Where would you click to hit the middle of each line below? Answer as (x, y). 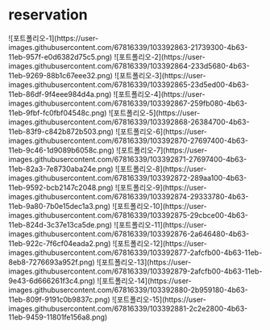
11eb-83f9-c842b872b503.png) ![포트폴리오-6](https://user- (108, 132)
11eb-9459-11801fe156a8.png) (58, 317)
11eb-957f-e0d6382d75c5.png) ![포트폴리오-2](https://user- (107, 56)
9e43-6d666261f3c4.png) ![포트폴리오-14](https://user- (100, 281)
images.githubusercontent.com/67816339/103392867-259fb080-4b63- (128, 103)
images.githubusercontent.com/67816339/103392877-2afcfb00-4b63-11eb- (135, 253)
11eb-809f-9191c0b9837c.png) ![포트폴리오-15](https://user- (108, 299)
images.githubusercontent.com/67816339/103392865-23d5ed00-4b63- (129, 84)
